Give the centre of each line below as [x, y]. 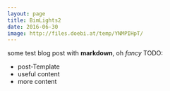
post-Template [38, 66]
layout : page [26, 14]
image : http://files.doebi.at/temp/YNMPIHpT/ [75, 33]
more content [37, 82]
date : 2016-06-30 [33, 27]
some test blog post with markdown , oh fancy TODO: [85, 53]
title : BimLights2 [34, 20]
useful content [38, 74]
